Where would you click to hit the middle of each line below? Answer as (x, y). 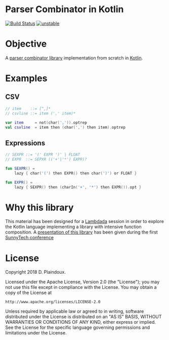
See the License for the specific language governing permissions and (78, 327)
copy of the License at (29, 293)
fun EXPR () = (19, 182)
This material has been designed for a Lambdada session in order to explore (85, 221)
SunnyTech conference (30, 238)
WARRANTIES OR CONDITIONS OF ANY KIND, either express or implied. (80, 322)
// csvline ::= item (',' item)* (40, 113)
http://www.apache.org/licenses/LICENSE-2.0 (53, 302)
